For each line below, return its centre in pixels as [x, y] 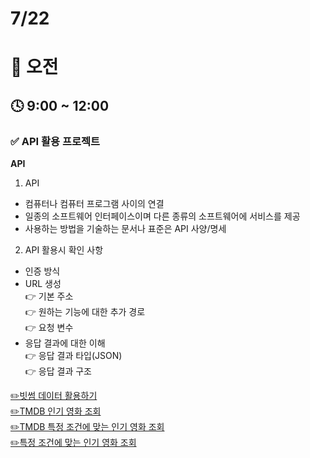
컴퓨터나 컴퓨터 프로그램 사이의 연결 [94, 204]
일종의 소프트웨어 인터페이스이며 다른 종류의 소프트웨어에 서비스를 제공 [162, 216]
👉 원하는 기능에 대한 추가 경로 [85, 312]
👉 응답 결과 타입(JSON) [73, 356]
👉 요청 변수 [49, 328]
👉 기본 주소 [49, 296]
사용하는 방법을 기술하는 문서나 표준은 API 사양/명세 [125, 229]
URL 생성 [43, 284]
